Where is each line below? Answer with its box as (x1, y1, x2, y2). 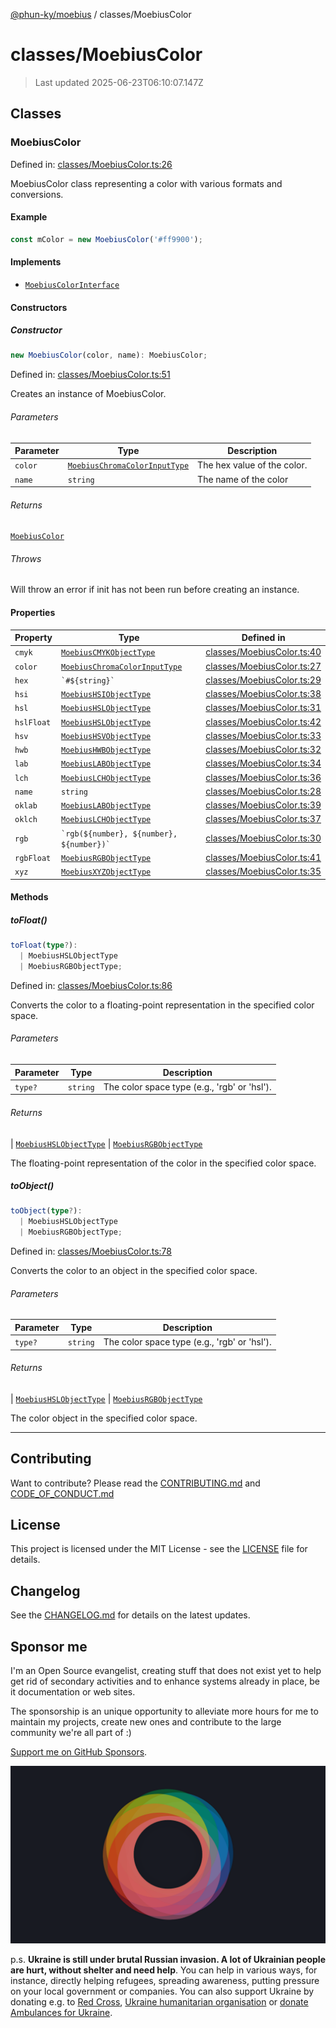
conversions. (10, 188, 64, 200)
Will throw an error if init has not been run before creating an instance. (10, 584, 300, 596)
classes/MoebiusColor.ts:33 (205, 729, 322, 741)
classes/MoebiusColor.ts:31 (205, 702, 322, 714)
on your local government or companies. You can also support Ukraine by (10, 1985, 315, 1997)
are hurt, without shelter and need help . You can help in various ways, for (10, 1964, 318, 1976)
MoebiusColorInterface (24, 280, 120, 290)
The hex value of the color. (197, 459, 308, 471)
